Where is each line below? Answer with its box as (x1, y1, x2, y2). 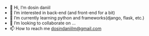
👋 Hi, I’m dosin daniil (9, 5, 51, 10)
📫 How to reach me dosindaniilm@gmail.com (9, 26, 102, 31)
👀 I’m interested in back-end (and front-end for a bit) (9, 10, 115, 16)
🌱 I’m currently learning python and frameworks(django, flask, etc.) (9, 15, 145, 20)
